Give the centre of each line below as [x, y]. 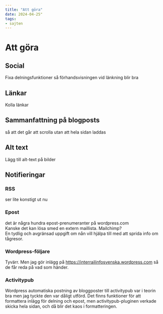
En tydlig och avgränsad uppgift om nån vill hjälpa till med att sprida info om [82, 233]
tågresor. [14, 238]
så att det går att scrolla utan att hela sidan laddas [56, 132]
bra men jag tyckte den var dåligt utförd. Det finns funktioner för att [73, 296]
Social [15, 66]
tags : [11, 19]
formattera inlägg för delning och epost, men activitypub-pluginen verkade [81, 301]
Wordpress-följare [27, 251]
